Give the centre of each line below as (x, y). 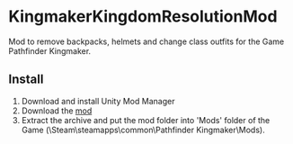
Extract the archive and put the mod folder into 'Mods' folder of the (146, 120)
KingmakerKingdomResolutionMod (143, 17)
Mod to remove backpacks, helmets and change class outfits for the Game (146, 41)
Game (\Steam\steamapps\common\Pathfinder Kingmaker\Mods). (143, 130)
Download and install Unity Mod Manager (98, 101)
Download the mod (57, 111)
